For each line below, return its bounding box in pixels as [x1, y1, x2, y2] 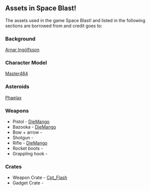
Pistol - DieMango [12, 119, 50, 125]
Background [5, 35, 36, 42]
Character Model [5, 59, 47, 66]
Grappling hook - [12, 151, 48, 156]
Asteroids [5, 83, 29, 90]
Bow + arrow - [12, 129, 42, 135]
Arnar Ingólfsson [5, 47, 40, 53]
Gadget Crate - [12, 180, 44, 186]
